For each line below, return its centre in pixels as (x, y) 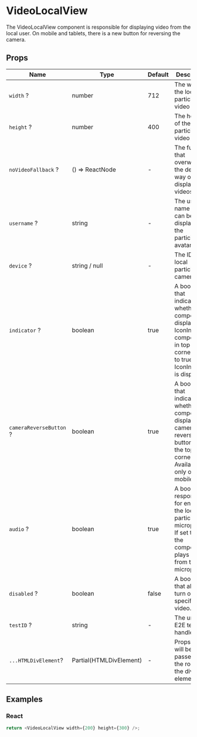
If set (181, 532)
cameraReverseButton (38, 427)
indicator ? (25, 330)
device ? (21, 265)
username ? (23, 223)
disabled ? (23, 593)
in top (182, 344)
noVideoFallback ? (34, 170)
